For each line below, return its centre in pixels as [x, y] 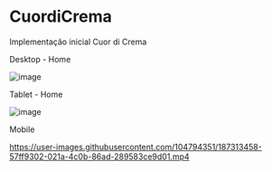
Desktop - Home [40, 59]
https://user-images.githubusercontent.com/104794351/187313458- [135, 147]
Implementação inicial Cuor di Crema [78, 42]
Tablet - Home [36, 94]
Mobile [22, 129]
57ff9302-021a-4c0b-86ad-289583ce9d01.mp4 [99, 157]
